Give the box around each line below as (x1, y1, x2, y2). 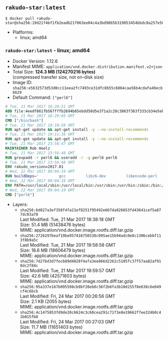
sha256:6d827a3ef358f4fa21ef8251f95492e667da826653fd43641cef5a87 (19, 207, 161, 213)
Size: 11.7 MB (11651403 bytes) (19, 324, 83, 330)
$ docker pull (5, 16, 35, 21)
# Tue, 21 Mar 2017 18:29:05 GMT (5, 113, 75, 118)
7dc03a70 (19, 212, 38, 217)
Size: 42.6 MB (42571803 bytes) (19, 273, 86, 279)
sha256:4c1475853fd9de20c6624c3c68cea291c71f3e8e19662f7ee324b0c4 (19, 310, 161, 315)
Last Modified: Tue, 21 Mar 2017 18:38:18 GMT (19, 216, 115, 222)
